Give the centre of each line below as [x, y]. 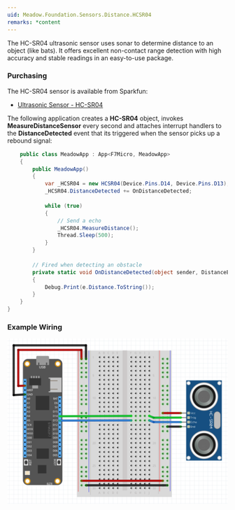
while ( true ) [63, 206]
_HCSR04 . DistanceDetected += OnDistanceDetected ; [118, 191]
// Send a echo [79, 220]
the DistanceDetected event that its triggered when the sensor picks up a [114, 133]
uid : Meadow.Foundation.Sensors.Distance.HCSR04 [79, 15]
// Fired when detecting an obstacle [87, 265]
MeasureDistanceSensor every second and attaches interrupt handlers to [114, 125]
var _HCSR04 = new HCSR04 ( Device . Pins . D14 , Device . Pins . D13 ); [137, 184]
